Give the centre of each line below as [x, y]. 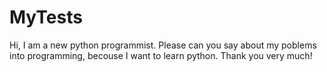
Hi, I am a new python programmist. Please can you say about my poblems [163, 45]
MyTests [46, 17]
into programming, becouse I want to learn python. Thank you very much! [161, 55]
